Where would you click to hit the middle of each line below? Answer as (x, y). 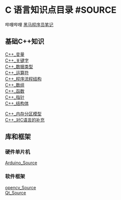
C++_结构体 (17, 103)
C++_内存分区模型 (23, 114)
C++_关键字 (17, 60)
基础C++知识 (25, 41)
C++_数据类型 (19, 66)
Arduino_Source (21, 163)
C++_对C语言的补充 (25, 120)
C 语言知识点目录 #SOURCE (61, 10)
